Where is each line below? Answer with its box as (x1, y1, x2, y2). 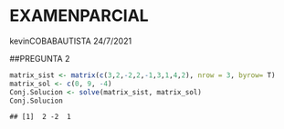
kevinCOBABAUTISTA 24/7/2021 (9, 35, 132, 46)
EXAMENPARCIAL (9, 5, 149, 26)
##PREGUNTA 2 (9, 53, 70, 64)
